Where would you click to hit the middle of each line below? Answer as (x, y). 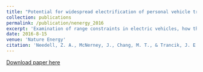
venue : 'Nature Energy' (36, 40)
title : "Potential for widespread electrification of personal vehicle (98, 12)
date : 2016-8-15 (27, 34)
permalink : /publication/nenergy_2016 (55, 23)
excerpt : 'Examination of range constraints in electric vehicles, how (98, 28)
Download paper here (33, 62)
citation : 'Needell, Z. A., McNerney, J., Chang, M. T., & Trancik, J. (98, 46)
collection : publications (39, 17)
